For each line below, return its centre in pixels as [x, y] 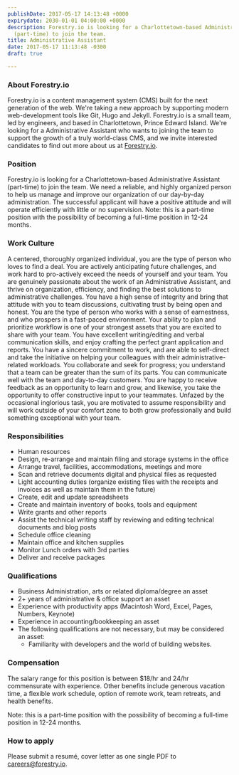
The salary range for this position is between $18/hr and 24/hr [99, 678]
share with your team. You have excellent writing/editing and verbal [106, 334]
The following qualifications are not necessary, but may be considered [121, 629]
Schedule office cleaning [54, 535]
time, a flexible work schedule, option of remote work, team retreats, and [114, 693]
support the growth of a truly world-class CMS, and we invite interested [112, 138]
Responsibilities [36, 436]
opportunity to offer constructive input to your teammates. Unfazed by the [116, 395]
